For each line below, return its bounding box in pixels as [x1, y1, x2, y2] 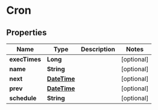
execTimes [9, 55, 41, 63]
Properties [6, 27, 47, 38]
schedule [9, 94, 37, 102]
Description [80, 45, 116, 53]
